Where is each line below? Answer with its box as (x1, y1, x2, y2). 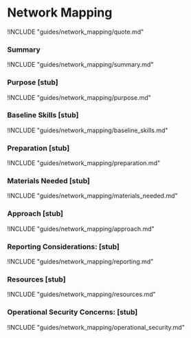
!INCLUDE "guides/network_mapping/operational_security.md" (7, 323, 186, 331)
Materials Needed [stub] (7, 176, 91, 186)
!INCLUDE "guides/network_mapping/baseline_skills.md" (7, 126, 168, 134)
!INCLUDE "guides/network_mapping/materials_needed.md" (7, 191, 178, 200)
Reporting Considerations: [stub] (7, 242, 120, 251)
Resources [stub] (7, 274, 67, 284)
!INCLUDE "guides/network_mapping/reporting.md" (7, 257, 154, 266)
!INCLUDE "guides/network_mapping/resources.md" (7, 291, 156, 299)
